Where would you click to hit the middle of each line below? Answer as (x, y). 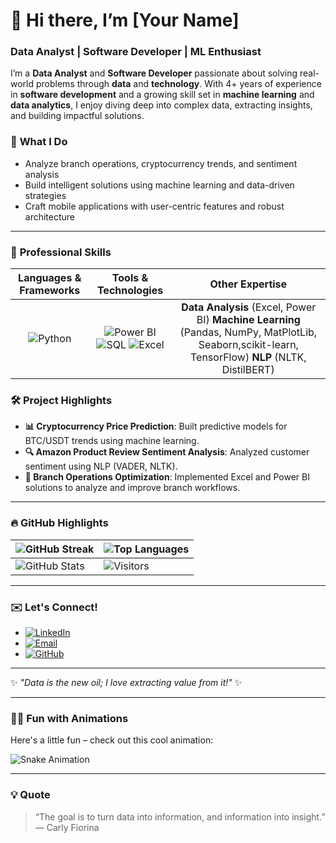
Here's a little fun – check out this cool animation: (112, 740)
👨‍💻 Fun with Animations (69, 718)
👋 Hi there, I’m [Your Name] (125, 20)
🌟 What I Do (39, 142)
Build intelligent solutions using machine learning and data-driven (159, 185)
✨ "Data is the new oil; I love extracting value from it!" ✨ (126, 682)
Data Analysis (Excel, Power (249, 307)
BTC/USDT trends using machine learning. (112, 441)
